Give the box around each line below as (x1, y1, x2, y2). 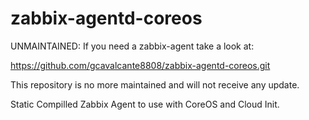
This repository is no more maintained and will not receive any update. (10, 78, 300, 91)
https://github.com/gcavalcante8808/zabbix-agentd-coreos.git (10, 59, 271, 71)
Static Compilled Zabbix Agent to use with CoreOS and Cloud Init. (10, 98, 280, 110)
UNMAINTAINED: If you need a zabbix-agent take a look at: (10, 40, 255, 52)
